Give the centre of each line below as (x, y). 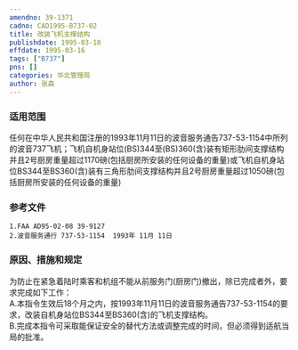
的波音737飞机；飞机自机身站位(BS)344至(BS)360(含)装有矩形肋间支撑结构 (147, 149)
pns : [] (24, 68)
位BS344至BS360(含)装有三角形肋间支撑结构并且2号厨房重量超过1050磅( (143, 171)
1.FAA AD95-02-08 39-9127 (57, 227)
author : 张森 (32, 84)
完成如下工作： (44, 292)
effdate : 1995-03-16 (48, 51)
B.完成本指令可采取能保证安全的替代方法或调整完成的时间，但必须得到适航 (145, 325)
